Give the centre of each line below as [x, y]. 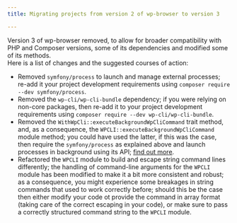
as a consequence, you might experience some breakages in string [115, 182]
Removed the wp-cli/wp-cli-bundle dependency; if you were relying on [122, 99]
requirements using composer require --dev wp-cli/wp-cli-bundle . [116, 114]
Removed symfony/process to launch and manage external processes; [119, 76]
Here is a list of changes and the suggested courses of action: [98, 63]
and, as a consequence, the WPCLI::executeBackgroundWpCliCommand [116, 129]
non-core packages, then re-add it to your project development [110, 106]
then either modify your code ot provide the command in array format [119, 197]
